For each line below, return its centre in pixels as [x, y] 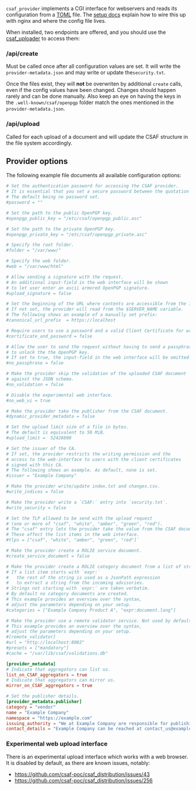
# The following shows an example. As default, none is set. [82, 470]
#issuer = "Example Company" [41, 476]
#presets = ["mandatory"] [37, 648]
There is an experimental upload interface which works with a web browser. [97, 757]
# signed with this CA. [35, 465]
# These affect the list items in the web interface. [73, 535]
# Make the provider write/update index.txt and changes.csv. [83, 486]
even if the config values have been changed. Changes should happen [91, 90]
